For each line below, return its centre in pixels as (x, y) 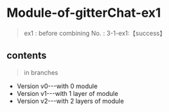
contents (27, 56)
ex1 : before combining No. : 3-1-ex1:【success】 (95, 33)
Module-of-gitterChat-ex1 (84, 13)
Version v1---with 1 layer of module (67, 93)
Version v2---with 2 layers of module (70, 101)
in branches (41, 72)
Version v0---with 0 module (57, 86)
